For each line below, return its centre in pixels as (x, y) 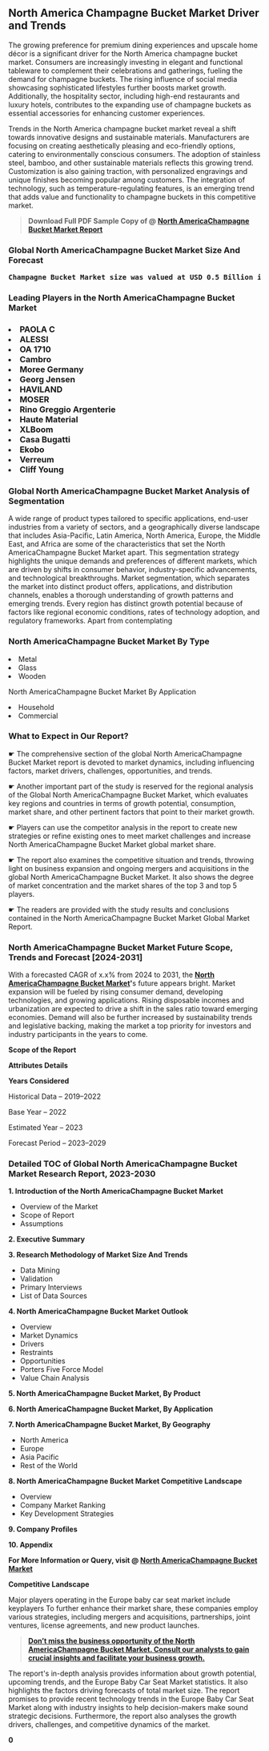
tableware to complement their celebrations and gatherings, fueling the (125, 71)
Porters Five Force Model (62, 1370)
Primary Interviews (51, 1287)
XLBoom (36, 430)
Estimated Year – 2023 (46, 1128)
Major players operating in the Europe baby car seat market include (119, 1600)
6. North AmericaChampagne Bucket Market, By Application (111, 1409)
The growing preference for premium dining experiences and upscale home (133, 45)
